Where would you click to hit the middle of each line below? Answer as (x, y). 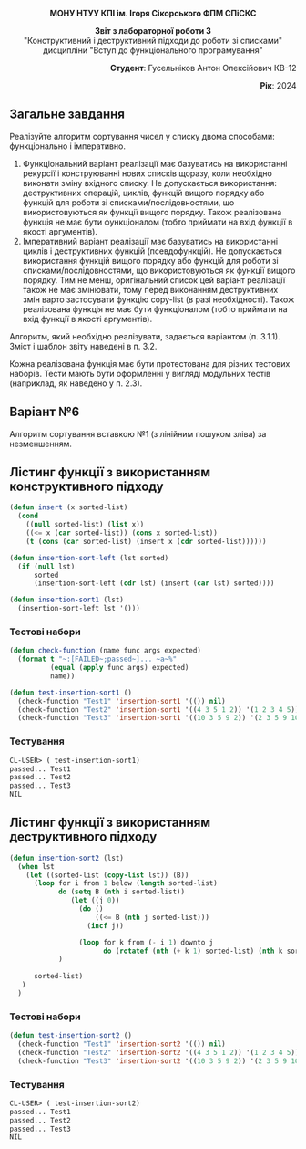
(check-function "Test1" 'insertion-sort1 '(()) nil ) (122, 701)
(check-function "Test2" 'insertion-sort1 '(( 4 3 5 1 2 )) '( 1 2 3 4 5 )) (158, 710)
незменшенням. (41, 444)
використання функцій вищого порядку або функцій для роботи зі (151, 260)
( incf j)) (106, 925)
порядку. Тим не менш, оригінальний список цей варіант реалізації (154, 280)
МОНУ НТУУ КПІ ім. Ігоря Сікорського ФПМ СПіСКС (153, 13)
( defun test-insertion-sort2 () (71, 1036)
